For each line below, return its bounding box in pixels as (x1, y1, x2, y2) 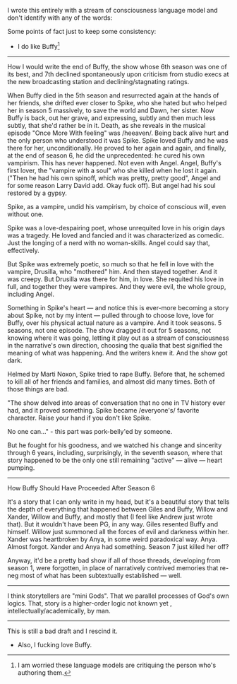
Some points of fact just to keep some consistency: (7, 28, 157, 35)
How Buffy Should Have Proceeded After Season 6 (7, 483, 155, 492)
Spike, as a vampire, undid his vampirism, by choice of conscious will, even (7, 202, 226, 211)
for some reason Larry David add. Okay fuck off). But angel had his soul (7, 181, 217, 189)
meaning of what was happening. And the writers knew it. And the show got (7, 348, 228, 357)
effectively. (7, 246, 40, 254)
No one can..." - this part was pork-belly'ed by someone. (7, 427, 173, 435)
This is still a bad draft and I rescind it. (7, 627, 118, 635)
